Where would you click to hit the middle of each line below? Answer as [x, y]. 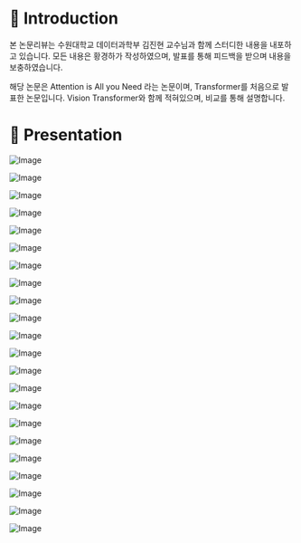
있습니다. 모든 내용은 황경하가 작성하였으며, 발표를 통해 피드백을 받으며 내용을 [155, 56]
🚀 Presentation [66, 135]
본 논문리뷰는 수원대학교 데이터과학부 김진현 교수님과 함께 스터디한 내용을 [139, 44]
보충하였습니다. [36, 67]
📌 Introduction [64, 19]
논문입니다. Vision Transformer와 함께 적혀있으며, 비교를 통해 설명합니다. [155, 98]
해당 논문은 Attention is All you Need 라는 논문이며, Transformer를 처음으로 [145, 86]
